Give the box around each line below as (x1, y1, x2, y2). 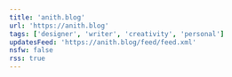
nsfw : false (9, 46, 53, 55)
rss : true (9, 54, 46, 63)
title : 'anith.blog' (9, 12, 86, 22)
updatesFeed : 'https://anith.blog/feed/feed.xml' (9, 37, 197, 47)
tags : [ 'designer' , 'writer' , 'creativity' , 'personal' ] (9, 29, 225, 38)
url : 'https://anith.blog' (9, 21, 109, 30)
